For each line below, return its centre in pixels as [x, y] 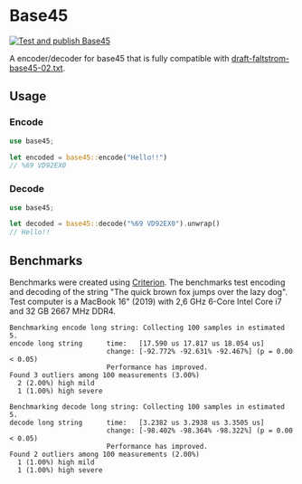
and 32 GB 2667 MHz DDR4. [62, 311]
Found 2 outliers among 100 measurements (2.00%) [105, 454]
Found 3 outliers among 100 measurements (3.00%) [105, 375]
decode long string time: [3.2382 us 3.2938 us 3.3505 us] [137, 422]
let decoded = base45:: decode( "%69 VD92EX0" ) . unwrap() [115, 224]
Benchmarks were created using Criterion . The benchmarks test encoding [147, 282]
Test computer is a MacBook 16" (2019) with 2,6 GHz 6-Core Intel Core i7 [146, 301]
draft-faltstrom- [260, 58]
